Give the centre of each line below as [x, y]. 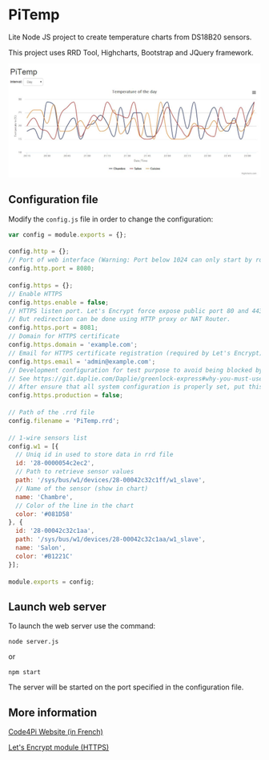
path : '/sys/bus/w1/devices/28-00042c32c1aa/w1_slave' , [110, 539]
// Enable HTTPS [35, 294]
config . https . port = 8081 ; [53, 328]
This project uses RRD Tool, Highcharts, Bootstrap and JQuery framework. [131, 52]
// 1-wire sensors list [48, 438]
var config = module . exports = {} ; [68, 234]
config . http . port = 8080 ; [51, 269]
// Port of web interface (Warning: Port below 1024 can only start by [130, 260]
